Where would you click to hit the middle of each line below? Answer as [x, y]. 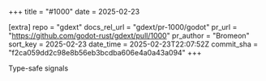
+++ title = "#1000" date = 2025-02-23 [74, 12]
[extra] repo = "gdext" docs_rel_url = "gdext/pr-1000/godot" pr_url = [123, 27]
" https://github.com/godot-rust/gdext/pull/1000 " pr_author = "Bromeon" [129, 36]
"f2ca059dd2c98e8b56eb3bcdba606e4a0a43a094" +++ [105, 53]
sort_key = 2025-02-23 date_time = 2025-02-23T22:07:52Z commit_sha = [133, 44]
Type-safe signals [39, 68]
